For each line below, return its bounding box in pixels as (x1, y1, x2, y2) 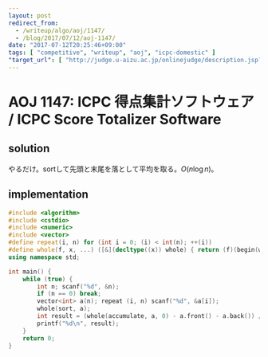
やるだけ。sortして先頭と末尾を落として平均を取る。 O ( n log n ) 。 (8, 164, 219, 174)
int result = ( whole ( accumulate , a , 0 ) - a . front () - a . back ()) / (37, 312, 262, 320)
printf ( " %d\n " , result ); (37, 320, 120, 328)
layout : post (8, 11, 52, 20)
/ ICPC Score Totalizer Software (8, 111, 222, 128)
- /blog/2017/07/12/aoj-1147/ (15, 33, 116, 42)
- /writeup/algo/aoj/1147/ (15, 26, 105, 34)
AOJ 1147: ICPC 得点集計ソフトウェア (8, 93, 254, 112)
